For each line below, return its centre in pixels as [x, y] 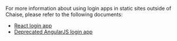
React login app [33, 26]
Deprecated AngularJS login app [53, 32]
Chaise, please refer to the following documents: [64, 14]
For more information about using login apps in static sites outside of [88, 8]
